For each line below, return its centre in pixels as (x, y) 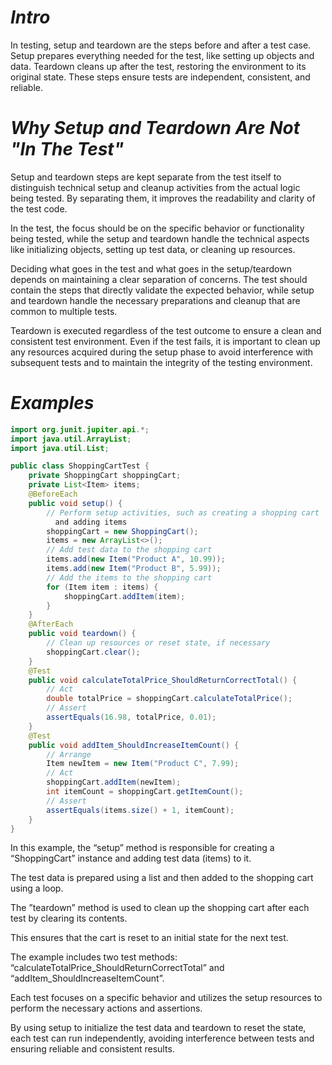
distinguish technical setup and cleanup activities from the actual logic (155, 187)
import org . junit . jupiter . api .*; (80, 429)
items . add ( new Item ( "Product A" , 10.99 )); (136, 559)
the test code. (39, 208)
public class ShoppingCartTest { (80, 466)
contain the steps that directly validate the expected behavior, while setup (162, 290)
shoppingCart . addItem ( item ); (124, 596)
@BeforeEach (53, 494)
